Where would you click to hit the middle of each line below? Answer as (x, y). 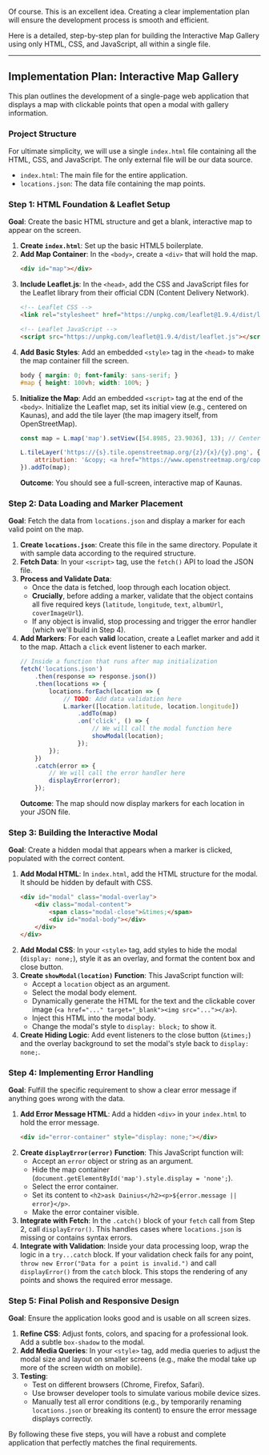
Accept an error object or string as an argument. (112, 1160)
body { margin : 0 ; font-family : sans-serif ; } (99, 375)
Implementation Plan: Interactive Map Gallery (124, 76)
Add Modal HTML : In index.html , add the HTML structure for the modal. (139, 874)
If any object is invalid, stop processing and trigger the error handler (144, 621)
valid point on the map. (46, 529)
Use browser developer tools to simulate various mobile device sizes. (146, 1393)
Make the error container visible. (86, 1212)
